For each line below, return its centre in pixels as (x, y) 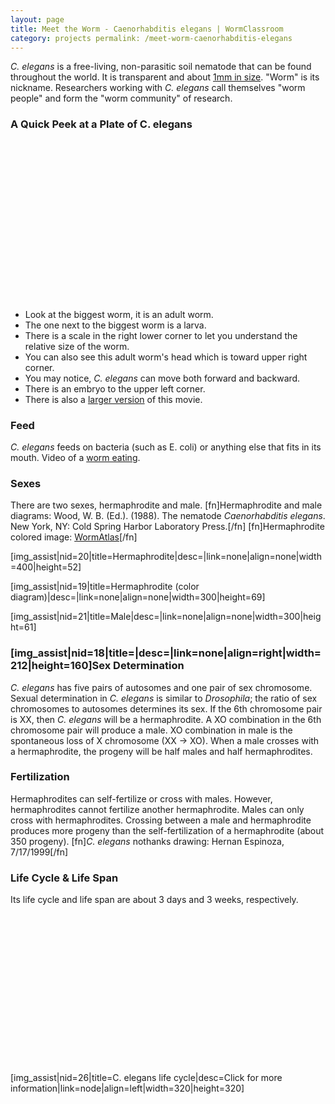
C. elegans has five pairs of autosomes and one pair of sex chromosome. (161, 687)
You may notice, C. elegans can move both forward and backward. (162, 378)
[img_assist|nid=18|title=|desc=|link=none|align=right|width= (166, 653)
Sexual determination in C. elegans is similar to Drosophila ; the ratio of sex (164, 698)
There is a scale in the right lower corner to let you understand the (161, 335)
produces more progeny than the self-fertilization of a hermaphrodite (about (167, 830)
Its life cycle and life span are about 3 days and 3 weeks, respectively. (154, 900)
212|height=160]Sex (61, 666)
